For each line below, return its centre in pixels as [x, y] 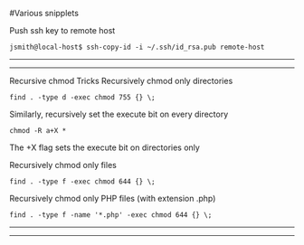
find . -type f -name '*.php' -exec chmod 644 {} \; [111, 215]
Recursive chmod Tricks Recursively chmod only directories [121, 81]
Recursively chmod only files [63, 165]
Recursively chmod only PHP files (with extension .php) [113, 198]
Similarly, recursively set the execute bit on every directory [119, 114]
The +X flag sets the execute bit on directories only [105, 147]
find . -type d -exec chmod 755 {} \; [82, 98]
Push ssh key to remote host [62, 30]
